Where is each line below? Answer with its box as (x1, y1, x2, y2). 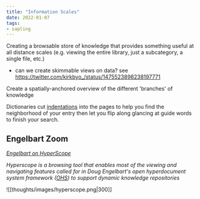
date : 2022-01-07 (6, 15, 50, 21)
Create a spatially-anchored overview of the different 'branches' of (6, 85, 173, 93)
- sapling (6, 25, 31, 32)
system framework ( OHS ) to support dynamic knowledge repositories (6, 174, 180, 181)
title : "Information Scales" (6, 8, 80, 15)
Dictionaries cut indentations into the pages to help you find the (6, 103, 164, 111)
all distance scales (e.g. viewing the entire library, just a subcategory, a (6, 49, 183, 56)
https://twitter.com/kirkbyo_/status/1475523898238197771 (15, 73, 161, 80)
